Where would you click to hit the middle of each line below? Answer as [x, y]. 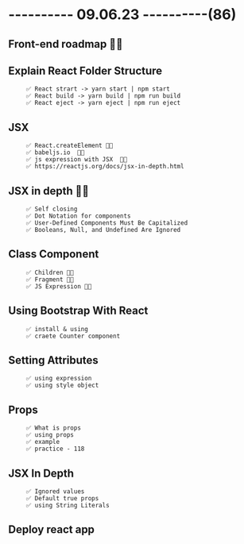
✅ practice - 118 [55, 449]
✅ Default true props [62, 499]
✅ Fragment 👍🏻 [50, 280]
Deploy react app [52, 530]
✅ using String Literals [68, 506]
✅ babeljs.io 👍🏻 [55, 152]
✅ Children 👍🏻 [50, 272]
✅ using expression [59, 379]
